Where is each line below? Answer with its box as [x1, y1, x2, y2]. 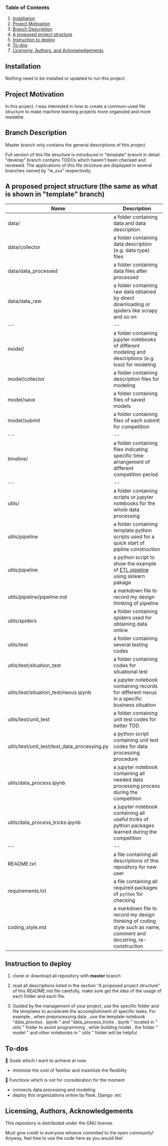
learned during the [113, 828, 157, 835]
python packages [113, 822, 154, 829]
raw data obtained [113, 288, 156, 295]
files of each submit [113, 416, 160, 424]
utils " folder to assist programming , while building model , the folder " [12, 1024, 158, 1030]
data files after [113, 267, 147, 274]
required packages [113, 884, 158, 891]
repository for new [113, 863, 157, 870]
